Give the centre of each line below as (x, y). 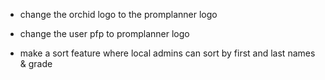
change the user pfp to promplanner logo (104, 33)
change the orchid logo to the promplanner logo (118, 14)
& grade (36, 63)
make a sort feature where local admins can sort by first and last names (167, 53)
